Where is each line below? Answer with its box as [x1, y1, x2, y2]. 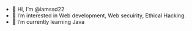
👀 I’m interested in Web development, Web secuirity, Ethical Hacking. [12, 12, 186, 19]
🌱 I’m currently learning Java [12, 18, 85, 25]
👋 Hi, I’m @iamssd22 [12, 6, 65, 13]
